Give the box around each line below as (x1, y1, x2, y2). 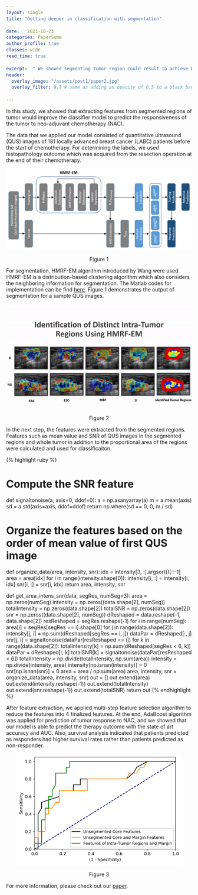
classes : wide (6, 47, 41, 53)
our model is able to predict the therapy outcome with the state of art (6, 723, 174, 730)
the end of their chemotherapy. (6, 157, 81, 164)
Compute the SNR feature (6, 477, 134, 491)
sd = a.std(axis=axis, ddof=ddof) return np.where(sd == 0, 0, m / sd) (6, 503, 173, 510)
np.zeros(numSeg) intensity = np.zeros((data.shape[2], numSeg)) (6, 599, 166, 606)
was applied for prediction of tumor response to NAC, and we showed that (6, 717, 187, 724)
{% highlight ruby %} (6, 456, 57, 463)
